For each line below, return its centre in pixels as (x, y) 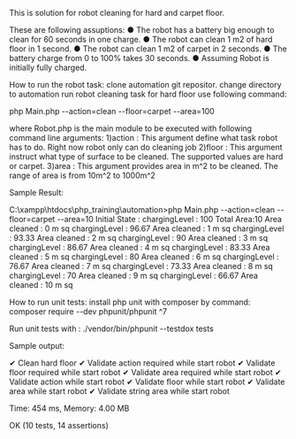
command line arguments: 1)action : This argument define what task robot (144, 138)
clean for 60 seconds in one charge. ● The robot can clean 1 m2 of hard (141, 39)
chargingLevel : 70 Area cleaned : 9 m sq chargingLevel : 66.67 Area (134, 275)
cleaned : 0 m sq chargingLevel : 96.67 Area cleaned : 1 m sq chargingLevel (147, 228)
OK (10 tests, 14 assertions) (59, 425)
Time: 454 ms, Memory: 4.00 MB (69, 408)
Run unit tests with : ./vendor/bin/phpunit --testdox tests (111, 328)
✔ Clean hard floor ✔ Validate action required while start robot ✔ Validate (142, 363)
